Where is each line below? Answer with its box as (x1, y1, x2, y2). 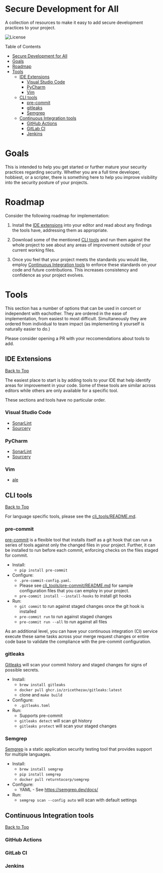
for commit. (5, 552, 28, 558)
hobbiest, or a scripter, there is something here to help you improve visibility (5, 174, 158, 180)
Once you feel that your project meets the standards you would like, (12, 256, 148, 262)
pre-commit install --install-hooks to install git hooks (19, 593, 131, 599)
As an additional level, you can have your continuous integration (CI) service (5, 628, 158, 634)
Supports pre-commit (19, 713, 63, 718)
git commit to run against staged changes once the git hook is (19, 603, 145, 609)
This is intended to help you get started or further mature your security (5, 164, 147, 170)
